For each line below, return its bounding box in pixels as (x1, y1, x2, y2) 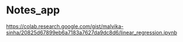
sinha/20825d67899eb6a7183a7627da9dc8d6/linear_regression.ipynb (6, 29, 178, 36)
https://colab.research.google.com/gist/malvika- (6, 23, 124, 30)
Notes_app (6, 3, 60, 17)
